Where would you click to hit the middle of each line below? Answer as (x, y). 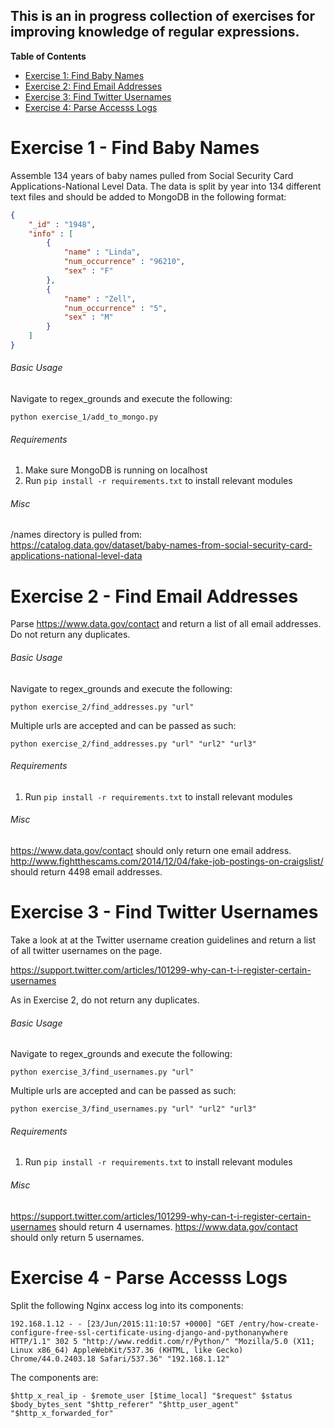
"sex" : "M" (88, 317)
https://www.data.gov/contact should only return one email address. (151, 851)
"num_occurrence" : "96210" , (124, 262)
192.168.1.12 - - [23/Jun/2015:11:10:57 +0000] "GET (122, 1324)
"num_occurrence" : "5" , (115, 308)
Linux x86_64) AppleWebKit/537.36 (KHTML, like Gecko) (127, 1350)
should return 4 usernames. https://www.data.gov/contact (178, 1226)
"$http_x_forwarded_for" (62, 1413)
